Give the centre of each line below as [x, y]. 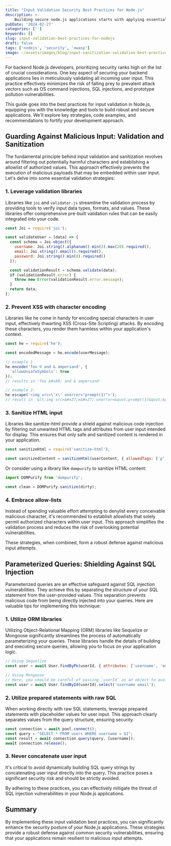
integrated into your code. [33, 219]
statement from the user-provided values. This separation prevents [76, 595]
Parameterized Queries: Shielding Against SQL [81, 564]
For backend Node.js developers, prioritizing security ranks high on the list [83, 67]
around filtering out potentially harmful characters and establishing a [77, 162]
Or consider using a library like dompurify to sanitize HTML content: [76, 468]
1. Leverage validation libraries [44, 192]
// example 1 [19, 362]
